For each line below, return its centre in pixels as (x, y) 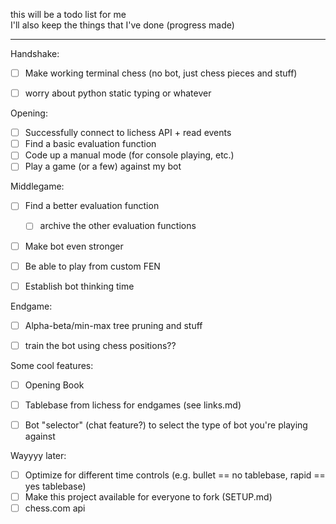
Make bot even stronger (74, 246)
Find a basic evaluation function (90, 144)
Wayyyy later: (38, 455)
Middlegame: (37, 186)
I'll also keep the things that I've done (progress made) (122, 25)
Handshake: (35, 53)
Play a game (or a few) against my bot (103, 166)
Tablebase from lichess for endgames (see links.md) (133, 405)
